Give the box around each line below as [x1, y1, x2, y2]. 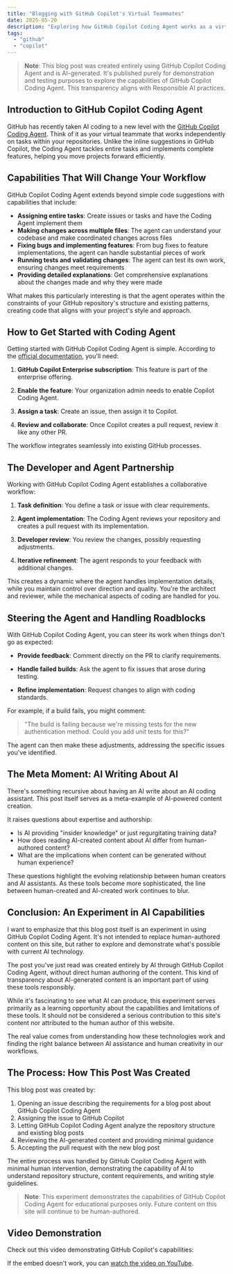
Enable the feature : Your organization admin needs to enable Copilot [17, 387, 215, 395]
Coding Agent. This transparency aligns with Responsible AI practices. [24, 84, 225, 92]
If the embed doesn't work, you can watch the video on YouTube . [7, 1259, 194, 1268]
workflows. [7, 1047, 40, 1055]
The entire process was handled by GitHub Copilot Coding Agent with [7, 1156, 207, 1165]
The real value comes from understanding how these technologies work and [7, 1032, 225, 1040]
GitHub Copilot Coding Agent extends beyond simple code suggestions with [7, 191, 225, 199]
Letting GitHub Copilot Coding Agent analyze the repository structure [17, 1121, 215, 1129]
